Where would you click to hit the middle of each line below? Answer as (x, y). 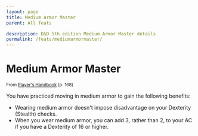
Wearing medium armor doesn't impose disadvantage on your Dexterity (103, 108)
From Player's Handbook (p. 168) (40, 85)
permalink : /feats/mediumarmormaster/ (54, 40)
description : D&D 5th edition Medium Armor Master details (81, 34)
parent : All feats (29, 23)
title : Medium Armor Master (41, 17)
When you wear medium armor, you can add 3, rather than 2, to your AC (103, 120)
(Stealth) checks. (36, 114)
